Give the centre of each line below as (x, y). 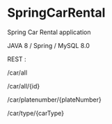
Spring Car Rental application (49, 32)
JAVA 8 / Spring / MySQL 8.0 (49, 45)
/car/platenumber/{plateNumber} (55, 100)
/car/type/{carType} (36, 113)
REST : (17, 59)
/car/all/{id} (24, 86)
